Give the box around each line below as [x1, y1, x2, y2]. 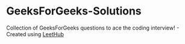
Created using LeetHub [6, 30, 64, 37]
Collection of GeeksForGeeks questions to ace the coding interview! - [6, 24, 180, 31]
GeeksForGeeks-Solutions [6, 4, 142, 18]
